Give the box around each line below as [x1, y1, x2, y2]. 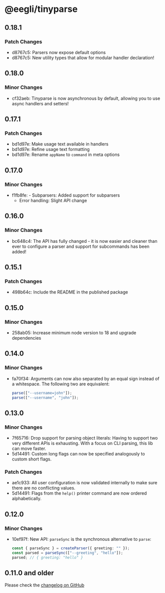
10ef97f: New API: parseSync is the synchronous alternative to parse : [11, 536, 152, 542]
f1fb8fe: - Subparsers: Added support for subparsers [11, 192, 120, 198]
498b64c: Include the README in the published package [11, 289, 128, 295]
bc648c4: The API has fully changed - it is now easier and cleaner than [11, 238, 158, 244]
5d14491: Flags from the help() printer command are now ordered [11, 490, 147, 496]
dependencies [11, 335, 42, 341]
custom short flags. [11, 456, 52, 462]
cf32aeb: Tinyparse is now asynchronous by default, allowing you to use [11, 95, 161, 101]
